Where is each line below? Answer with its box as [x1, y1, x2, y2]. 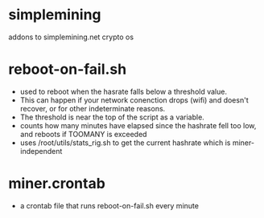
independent [19, 146, 63, 155]
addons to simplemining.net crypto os [8, 32, 134, 42]
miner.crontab [8, 175, 106, 193]
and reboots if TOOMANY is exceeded [19, 129, 147, 139]
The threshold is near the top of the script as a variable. [19, 112, 205, 122]
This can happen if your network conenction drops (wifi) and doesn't [19, 95, 249, 105]
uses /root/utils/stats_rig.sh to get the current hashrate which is [19, 138, 231, 147]
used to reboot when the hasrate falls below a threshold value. [19, 87, 228, 96]
